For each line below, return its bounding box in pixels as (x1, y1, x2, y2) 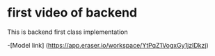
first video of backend (7, 5, 138, 21)
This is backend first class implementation (7, 28, 128, 36)
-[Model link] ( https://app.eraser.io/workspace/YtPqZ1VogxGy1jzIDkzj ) (7, 41, 209, 49)
